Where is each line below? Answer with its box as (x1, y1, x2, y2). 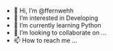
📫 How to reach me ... (13, 37, 77, 44)
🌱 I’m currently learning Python (13, 21, 101, 29)
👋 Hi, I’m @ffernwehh (13, 7, 74, 14)
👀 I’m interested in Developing (13, 14, 99, 22)
